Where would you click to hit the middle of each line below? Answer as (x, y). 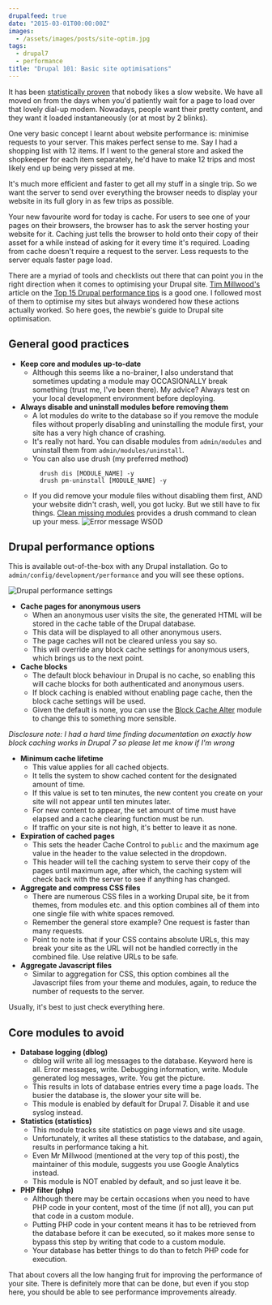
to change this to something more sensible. (104, 718)
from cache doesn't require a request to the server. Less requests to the (129, 251)
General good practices (69, 345)
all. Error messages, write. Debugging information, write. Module (140, 1070)
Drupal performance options (82, 547)
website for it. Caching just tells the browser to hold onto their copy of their (134, 234)
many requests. (58, 931)
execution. (49, 1260)
